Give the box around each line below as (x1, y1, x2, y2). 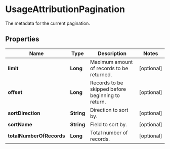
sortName (8, 121, 33, 128)
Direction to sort (90, 106, 129, 113)
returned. (90, 71, 112, 78)
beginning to (90, 92, 120, 99)
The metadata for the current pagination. (5, 20, 90, 26)
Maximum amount (90, 58, 133, 65)
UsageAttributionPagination (5, 4, 125, 15)
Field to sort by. (90, 121, 127, 128)
